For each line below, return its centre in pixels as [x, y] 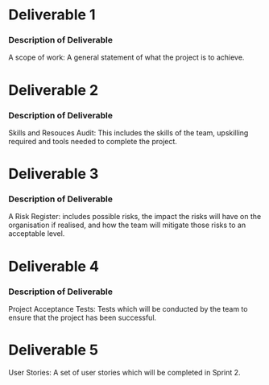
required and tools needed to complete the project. [93, 141]
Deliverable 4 [54, 266]
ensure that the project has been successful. [83, 317]
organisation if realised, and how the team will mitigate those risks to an [127, 225]
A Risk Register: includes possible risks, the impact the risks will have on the [135, 217]
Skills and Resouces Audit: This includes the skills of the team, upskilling [128, 132]
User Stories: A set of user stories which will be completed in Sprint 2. [124, 372]
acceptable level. [37, 234]
